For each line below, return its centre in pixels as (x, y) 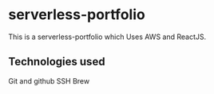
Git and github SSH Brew (49, 80)
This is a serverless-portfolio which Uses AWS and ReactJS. (107, 37)
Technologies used (57, 62)
